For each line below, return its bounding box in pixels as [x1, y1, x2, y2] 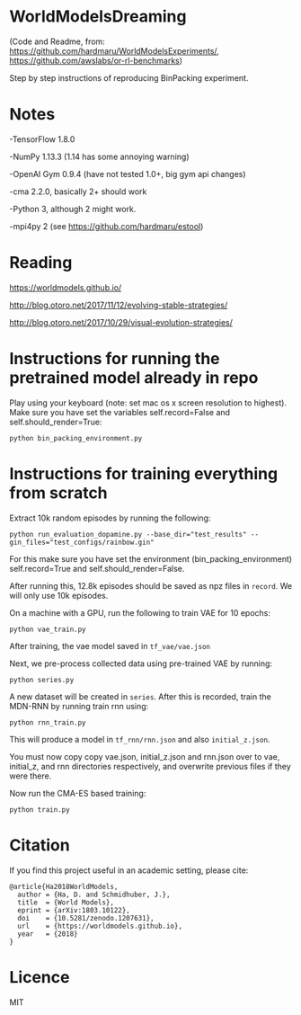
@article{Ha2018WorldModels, [9, 882, 119, 891]
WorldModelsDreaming [9, 6, 187, 27]
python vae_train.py [9, 625, 87, 634]
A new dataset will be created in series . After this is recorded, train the [9, 690, 271, 702]
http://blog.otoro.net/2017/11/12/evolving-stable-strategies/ [9, 299, 228, 310]
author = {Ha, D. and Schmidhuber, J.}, [17, 890, 171, 899]
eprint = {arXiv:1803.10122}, [17, 905, 130, 914]
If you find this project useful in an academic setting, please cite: [9, 865, 249, 876]
